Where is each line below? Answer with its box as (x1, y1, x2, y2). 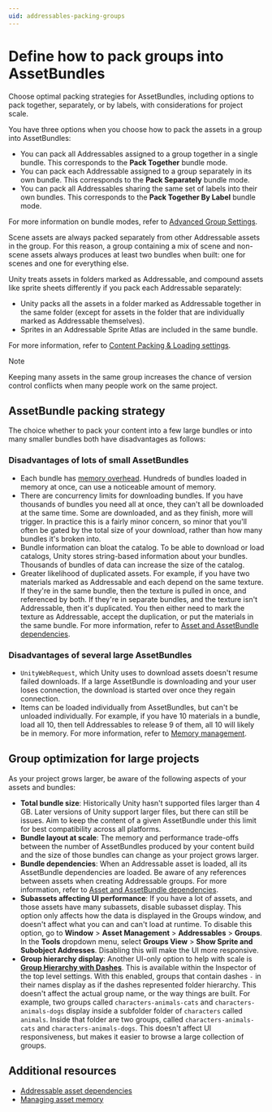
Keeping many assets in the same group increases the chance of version (8, 371, 252, 381)
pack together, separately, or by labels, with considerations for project (8, 99, 244, 110)
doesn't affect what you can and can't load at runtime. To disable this (19, 919, 253, 929)
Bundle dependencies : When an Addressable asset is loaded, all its (19, 859, 248, 868)
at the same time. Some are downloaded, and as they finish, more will (19, 508, 253, 517)
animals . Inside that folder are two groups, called (19, 1014, 184, 1024)
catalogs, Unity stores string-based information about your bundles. (19, 551, 248, 560)
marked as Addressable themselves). (19, 315, 145, 326)
